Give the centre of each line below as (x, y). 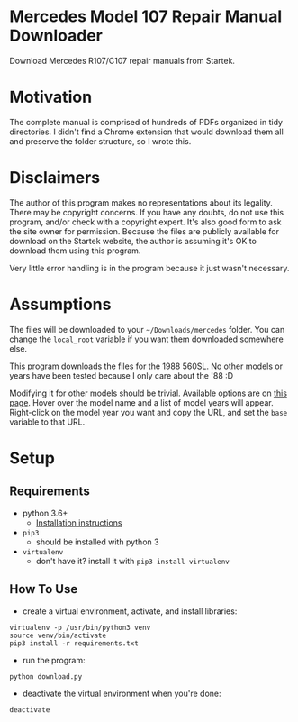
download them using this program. (75, 251)
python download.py (46, 676)
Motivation (51, 97)
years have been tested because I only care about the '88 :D (122, 375)
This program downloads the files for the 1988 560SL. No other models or (146, 366)
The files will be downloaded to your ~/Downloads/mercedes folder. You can (147, 329)
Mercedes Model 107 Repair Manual (145, 17)
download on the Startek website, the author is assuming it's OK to (133, 241)
